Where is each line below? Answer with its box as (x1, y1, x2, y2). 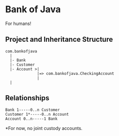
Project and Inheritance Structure (5, 35, 113, 44)
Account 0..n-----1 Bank (5, 116, 58, 121)
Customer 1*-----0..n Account (5, 112, 69, 117)
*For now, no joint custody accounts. (5, 125, 83, 131)
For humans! (5, 20, 31, 26)
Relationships (5, 94, 50, 102)
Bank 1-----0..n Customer (5, 107, 60, 113)
